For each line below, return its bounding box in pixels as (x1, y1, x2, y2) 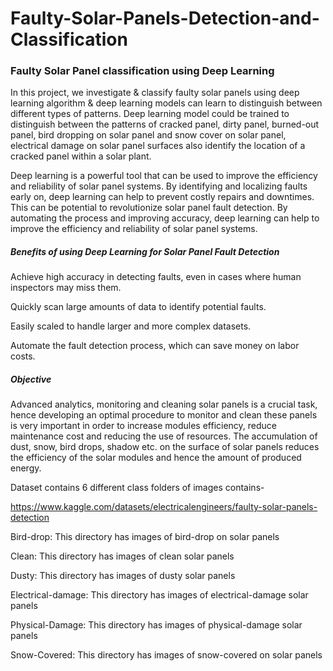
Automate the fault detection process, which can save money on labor (10, 340, 300, 352)
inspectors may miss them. (10, 282, 122, 294)
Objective (10, 373, 52, 386)
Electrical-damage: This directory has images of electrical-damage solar (10, 589, 309, 601)
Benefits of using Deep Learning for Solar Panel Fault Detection (10, 246, 280, 258)
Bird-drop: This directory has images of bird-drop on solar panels (10, 531, 280, 543)
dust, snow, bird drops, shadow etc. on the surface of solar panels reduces (10, 441, 320, 453)
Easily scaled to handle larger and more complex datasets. (10, 320, 252, 332)
